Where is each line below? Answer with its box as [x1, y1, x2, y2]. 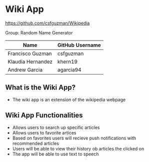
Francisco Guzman [7, 50, 52, 57]
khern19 [57, 58, 78, 65]
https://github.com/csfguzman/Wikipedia [5, 20, 90, 26]
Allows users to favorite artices [12, 129, 76, 135]
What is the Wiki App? [5, 83, 76, 92]
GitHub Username [57, 41, 101, 48]
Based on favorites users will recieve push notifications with [12, 135, 136, 141]
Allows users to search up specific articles [12, 124, 100, 130]
